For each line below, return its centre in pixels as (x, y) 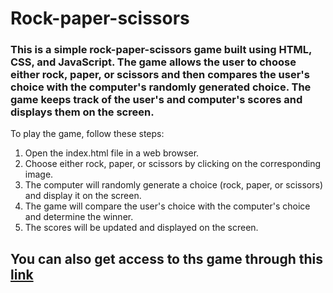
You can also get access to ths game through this (167, 258)
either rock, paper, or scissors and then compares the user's (160, 75)
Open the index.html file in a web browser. (112, 153)
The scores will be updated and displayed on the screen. (141, 228)
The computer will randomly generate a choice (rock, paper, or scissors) (173, 185)
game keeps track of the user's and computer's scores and (156, 100)
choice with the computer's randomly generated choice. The (161, 87)
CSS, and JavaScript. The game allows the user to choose (153, 62)
